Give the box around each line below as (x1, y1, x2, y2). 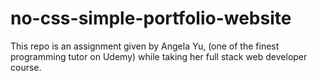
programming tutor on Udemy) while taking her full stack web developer (10, 50, 308, 62)
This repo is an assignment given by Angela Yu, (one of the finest (10, 40, 280, 52)
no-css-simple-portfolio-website (10, 7, 292, 30)
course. (10, 61, 42, 73)
